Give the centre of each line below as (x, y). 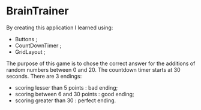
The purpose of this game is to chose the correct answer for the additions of (101, 63)
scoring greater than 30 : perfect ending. (65, 100)
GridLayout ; (30, 51)
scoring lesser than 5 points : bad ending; (66, 87)
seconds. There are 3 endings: (44, 76)
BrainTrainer (37, 11)
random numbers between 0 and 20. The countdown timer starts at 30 (94, 69)
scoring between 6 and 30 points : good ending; (74, 94)
